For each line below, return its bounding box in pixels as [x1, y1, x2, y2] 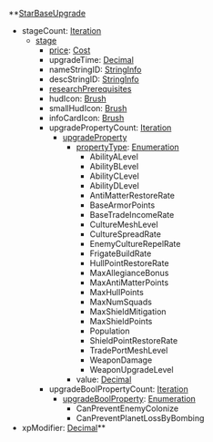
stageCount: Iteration [21, 26, 102, 36]
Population [89, 325, 130, 336]
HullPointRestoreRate [89, 258, 169, 268]
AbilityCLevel [89, 170, 140, 181]
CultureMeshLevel [89, 219, 158, 230]
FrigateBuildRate [89, 248, 152, 259]
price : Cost [48, 45, 91, 56]
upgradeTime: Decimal [48, 55, 134, 65]
